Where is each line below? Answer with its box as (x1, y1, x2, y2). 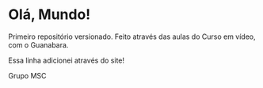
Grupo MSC (8, 71, 47, 80)
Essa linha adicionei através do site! (8, 55, 125, 65)
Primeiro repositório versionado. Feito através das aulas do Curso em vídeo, (8, 32, 256, 41)
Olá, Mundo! (8, 6, 91, 24)
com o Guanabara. (8, 40, 69, 49)
